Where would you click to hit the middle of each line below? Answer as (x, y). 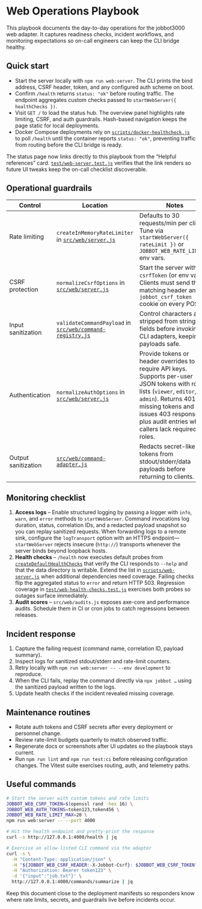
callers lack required (168, 429)
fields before (157, 328)
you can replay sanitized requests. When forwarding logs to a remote (100, 532)
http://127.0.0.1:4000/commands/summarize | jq (72, 882)
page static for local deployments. (57, 126)
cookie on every (162, 304)
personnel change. (38, 733)
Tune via (151, 231)
